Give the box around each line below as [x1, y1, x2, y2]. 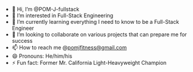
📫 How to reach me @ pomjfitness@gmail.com [11, 44, 127, 51]
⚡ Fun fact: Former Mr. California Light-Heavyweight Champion [11, 60, 167, 66]
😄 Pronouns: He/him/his [11, 52, 73, 60]
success [11, 37, 33, 44]
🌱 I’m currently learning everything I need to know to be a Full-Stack [11, 18, 179, 25]
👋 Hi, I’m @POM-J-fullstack [11, 6, 79, 12]
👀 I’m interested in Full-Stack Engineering [11, 12, 114, 19]
